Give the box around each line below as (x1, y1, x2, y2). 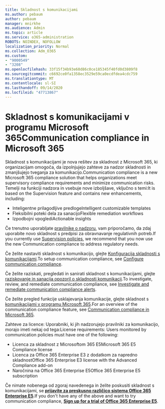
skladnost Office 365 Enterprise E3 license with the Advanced (12, 357, 137, 363)
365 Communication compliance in (5, 132, 149, 143)
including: (5, 196, 26, 202)
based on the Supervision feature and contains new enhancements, (5, 191, 143, 197)
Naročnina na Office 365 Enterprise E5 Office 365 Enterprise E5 (12, 368, 141, 373)
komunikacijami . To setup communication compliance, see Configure (5, 256, 144, 262)
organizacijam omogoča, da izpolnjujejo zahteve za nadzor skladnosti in (5, 164, 151, 170)
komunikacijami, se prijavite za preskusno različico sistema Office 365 (5, 388, 151, 394)
